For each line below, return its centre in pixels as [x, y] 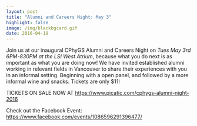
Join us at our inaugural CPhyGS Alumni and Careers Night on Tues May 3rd [98, 50]
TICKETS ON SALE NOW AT [40, 93]
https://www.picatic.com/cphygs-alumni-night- [132, 93]
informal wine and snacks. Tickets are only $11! [63, 82]
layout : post [22, 11]
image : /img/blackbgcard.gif [42, 28]
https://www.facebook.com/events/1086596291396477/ [74, 117]
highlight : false [27, 22]
